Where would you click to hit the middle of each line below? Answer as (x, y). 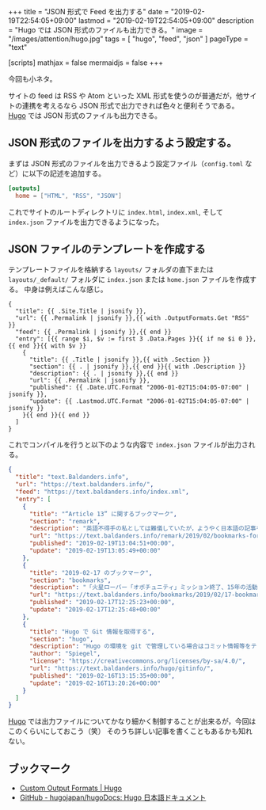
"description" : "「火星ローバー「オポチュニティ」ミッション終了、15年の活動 (143, 588)
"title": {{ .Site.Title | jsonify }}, (81, 311)
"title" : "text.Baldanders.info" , (72, 477)
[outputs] (25, 188)
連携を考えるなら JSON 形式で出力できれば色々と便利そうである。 (130, 106)
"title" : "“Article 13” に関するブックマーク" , (103, 514)
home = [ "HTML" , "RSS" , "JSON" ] (69, 196)
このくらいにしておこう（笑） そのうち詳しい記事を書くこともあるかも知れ (131, 732)
